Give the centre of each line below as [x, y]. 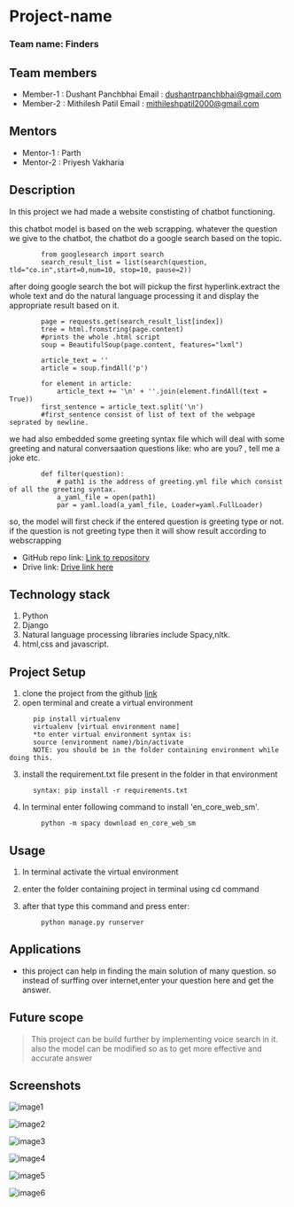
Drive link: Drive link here [68, 567]
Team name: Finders [54, 44]
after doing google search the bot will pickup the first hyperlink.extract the [145, 286]
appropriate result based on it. [64, 305]
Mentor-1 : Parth [51, 153]
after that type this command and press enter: [106, 905]
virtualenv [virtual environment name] [106, 727]
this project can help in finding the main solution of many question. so [149, 971]
